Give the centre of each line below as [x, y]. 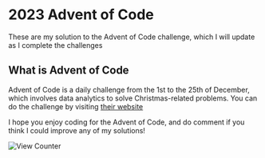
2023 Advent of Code [81, 15]
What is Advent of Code [69, 71]
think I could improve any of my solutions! [77, 130]
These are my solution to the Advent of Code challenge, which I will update [132, 37]
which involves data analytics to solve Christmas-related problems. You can [133, 98]
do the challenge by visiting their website [76, 106]
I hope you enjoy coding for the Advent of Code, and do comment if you [127, 122]
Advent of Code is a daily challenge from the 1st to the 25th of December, [129, 89]
